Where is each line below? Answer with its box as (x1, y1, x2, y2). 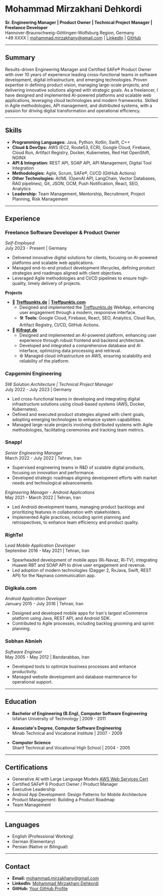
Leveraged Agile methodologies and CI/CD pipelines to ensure (12, 275, 137, 281)
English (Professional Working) (12, 833, 74, 839)
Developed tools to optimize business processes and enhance (12, 664, 137, 669)
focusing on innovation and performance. (12, 469, 95, 475)
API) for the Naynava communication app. (12, 573, 96, 579)
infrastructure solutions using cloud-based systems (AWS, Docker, (12, 401, 146, 407)
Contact (5, 863, 30, 871)
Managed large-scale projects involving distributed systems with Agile (12, 421, 153, 428)
